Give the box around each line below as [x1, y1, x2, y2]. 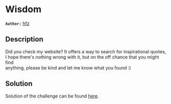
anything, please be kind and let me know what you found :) [5, 64, 131, 71]
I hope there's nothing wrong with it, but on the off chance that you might [5, 54, 159, 60]
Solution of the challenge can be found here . [5, 93, 99, 99]
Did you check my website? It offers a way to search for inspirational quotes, [5, 48, 166, 54]
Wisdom [5, 4, 42, 15]
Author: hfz [5, 20, 30, 26]
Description [5, 35, 43, 44]
